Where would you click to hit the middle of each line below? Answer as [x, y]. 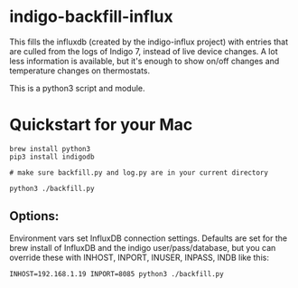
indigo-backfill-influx [91, 17]
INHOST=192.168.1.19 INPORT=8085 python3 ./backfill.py [116, 274]
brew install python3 [50, 149]
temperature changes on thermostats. [80, 71]
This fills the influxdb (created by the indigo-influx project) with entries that [149, 42]
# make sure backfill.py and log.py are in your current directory [139, 173]
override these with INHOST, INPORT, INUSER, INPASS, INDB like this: [139, 257]
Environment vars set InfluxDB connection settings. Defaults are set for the [148, 238]
